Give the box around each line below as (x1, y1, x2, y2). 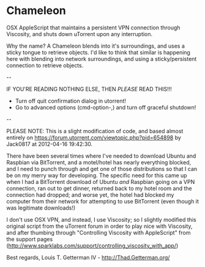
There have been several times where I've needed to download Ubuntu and (6, 152, 196, 159)
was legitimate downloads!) (6, 204, 76, 211)
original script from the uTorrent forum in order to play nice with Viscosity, (6, 222, 193, 230)
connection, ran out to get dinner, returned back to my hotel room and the (6, 185, 192, 192)
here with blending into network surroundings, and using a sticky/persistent (6, 55, 197, 62)
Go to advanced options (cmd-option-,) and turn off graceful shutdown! (15, 103, 196, 111)
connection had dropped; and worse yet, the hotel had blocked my (6, 191, 174, 199)
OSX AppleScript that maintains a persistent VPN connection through (6, 24, 181, 31)
